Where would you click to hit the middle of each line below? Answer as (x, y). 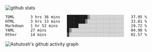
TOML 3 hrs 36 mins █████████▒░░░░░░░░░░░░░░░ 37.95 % (76, 17)
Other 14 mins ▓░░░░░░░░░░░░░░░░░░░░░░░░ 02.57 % (76, 35)
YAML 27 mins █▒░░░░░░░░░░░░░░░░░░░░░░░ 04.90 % (76, 30)
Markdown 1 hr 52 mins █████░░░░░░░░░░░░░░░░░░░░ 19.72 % (76, 26)
